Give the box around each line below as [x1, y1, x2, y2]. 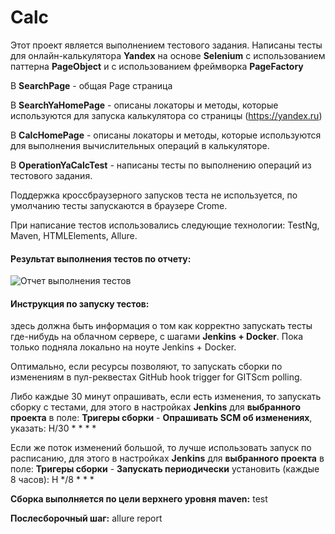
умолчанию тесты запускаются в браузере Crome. [10, 199, 228, 211]
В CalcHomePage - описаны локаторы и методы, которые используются [10, 129, 322, 141]
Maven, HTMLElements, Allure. [10, 229, 138, 241]
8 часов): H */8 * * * [10, 474, 95, 486]
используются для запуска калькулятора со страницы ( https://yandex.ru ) [10, 109, 323, 121]
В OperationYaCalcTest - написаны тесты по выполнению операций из [10, 159, 312, 171]
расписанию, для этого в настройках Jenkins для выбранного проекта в [10, 452, 325, 465]
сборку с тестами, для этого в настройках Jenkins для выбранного [10, 401, 302, 413]
